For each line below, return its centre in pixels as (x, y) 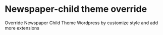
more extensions (22, 28)
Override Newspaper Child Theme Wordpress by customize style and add (82, 23)
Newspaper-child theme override (76, 9)
